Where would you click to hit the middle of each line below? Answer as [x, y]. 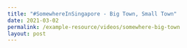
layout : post [27, 34]
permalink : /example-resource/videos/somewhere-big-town [94, 27]
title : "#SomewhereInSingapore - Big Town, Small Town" [92, 14]
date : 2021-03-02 [33, 20]
